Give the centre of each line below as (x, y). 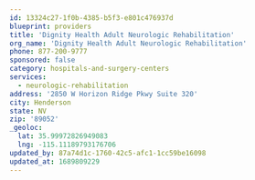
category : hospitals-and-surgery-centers (90, 69)
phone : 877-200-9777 (49, 52)
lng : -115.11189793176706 (67, 145)
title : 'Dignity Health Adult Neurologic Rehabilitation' (122, 35)
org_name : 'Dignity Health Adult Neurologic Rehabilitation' (128, 43)
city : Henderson (40, 102)
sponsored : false (42, 60)
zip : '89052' (34, 119)
